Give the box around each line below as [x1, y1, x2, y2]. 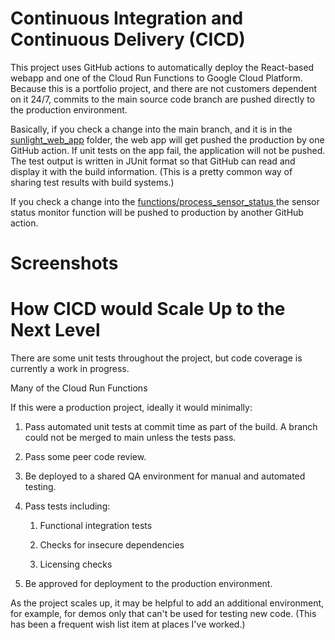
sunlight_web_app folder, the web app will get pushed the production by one [10, 133, 325, 146]
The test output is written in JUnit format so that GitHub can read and [10, 155, 296, 167]
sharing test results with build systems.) [10, 176, 175, 188]
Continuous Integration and [10, 7, 244, 30]
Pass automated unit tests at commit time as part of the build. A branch [24, 421, 318, 433]
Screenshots [10, 252, 119, 275]
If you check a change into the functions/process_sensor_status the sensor [10, 195, 320, 207]
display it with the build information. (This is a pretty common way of [10, 165, 293, 177]
